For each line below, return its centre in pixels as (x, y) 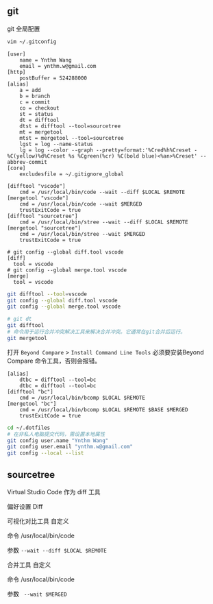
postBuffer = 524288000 (53, 78)
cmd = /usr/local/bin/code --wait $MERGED (81, 204)
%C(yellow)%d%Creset (37, 156)
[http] (16, 72)
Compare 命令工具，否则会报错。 (54, 361)
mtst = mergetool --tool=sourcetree (72, 138)
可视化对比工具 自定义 (38, 521)
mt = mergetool (41, 132)
